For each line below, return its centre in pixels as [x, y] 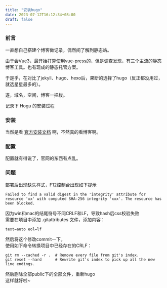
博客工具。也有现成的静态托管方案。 [43, 67]
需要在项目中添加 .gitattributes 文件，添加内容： [55, 219]
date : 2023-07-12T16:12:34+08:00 [40, 15]
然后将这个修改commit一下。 [35, 239]
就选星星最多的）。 [24, 84]
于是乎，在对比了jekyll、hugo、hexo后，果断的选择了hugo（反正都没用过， [84, 78]
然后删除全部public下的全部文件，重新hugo [50, 274]
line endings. [20, 264]
